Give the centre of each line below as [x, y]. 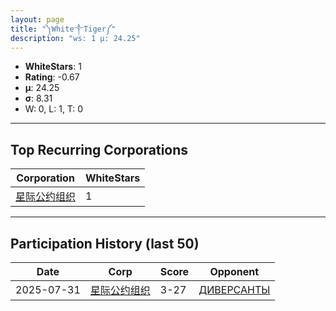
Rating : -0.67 [52, 77]
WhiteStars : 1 [53, 67]
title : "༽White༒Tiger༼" [63, 29]
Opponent [234, 271]
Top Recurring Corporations [99, 149]
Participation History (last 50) [105, 243]
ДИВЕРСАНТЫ [234, 289]
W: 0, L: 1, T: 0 [54, 109]
